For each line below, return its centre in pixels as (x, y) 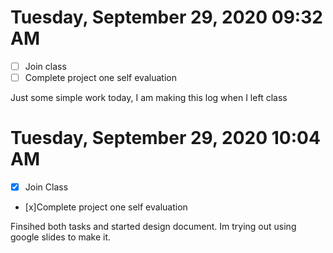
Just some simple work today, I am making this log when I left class (149, 98)
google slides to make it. (61, 237)
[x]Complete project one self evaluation (106, 207)
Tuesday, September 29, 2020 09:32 (166, 17)
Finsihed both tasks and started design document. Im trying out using (153, 227)
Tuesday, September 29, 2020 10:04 (165, 138)
